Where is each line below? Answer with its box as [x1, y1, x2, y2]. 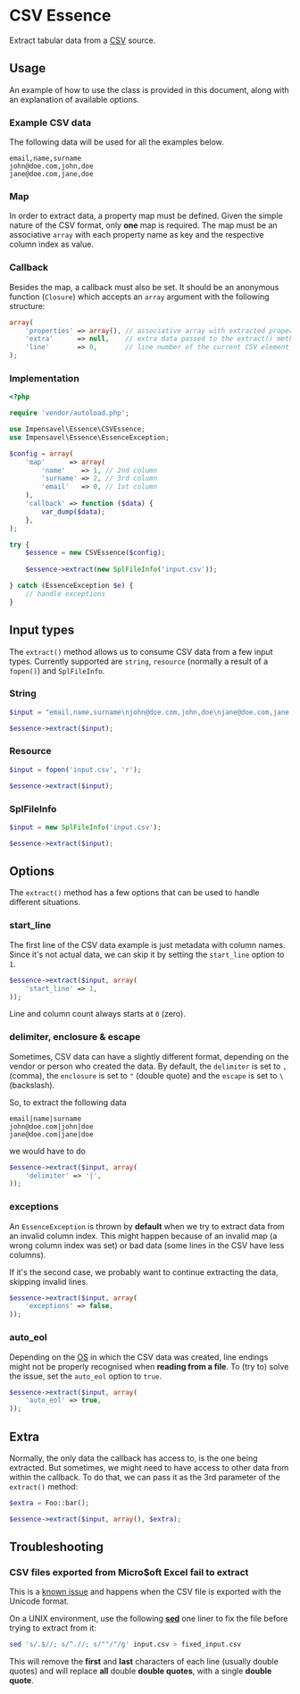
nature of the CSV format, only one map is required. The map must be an [9, 220, 279, 231]
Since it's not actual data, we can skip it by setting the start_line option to [9, 949, 285, 960]
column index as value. [9, 239, 94, 250]
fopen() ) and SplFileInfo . [9, 665, 105, 675]
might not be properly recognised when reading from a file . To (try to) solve [9, 1361, 289, 1371]
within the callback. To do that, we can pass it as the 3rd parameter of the [9, 1472, 281, 1482]
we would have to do [9, 1145, 87, 1156]
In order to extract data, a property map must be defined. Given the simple [9, 211, 283, 222]
